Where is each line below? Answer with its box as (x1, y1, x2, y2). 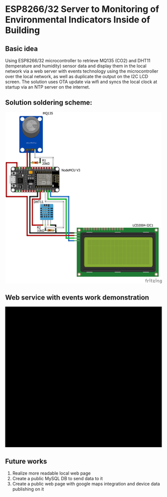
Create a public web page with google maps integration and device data (12, 481, 160, 487)
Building (5, 25, 40, 36)
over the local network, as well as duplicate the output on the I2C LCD (5, 74, 148, 79)
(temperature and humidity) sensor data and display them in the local (5, 63, 147, 69)
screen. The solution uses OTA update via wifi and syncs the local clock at (5, 79, 158, 85)
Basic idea (5, 44, 38, 53)
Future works (5, 457, 47, 466)
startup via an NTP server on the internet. (5, 84, 90, 90)
